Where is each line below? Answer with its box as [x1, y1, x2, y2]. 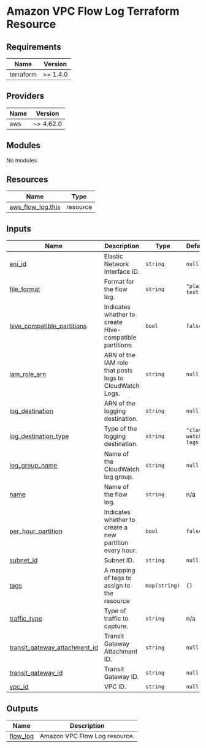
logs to [104, 374, 124, 382]
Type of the [104, 425, 137, 433]
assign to [104, 581, 131, 590]
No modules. [6, 156, 39, 164]
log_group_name [9, 461, 58, 470]
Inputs [6, 224, 32, 234]
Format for [104, 278, 135, 286]
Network [104, 260, 129, 268]
